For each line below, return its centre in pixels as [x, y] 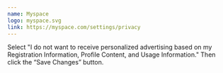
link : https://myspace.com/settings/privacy [74, 27]
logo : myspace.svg [34, 21]
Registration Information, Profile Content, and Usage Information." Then [111, 55]
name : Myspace [28, 14]
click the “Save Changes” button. [56, 62]
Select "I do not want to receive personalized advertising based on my [110, 47]
